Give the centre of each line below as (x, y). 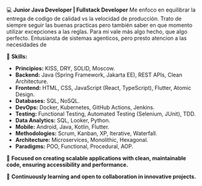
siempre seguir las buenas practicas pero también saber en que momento (99, 25)
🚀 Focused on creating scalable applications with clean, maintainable (96, 158)
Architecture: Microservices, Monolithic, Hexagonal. (82, 140)
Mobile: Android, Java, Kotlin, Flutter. (62, 127)
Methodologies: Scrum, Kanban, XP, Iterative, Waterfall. (86, 133)
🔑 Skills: (17, 56)
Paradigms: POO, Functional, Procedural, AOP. (74, 146)
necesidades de (27, 45)
